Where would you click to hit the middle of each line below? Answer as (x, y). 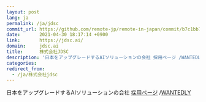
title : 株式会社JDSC (38, 52)
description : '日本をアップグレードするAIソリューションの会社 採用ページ (91, 57)
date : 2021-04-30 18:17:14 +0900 (57, 35)
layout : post (23, 12)
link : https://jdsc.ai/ (45, 40)
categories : (21, 63)
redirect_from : (26, 69)
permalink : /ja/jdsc (33, 23)
